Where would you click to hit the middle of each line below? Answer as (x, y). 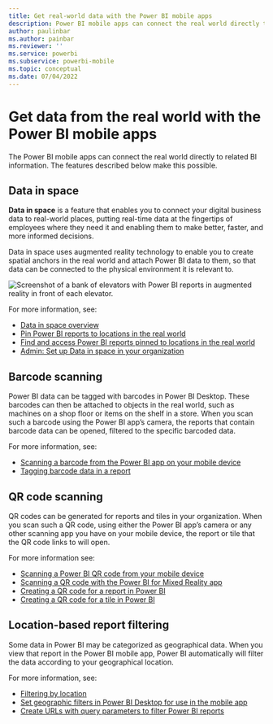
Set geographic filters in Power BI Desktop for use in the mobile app (134, 702)
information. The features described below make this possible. (113, 165)
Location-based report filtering (89, 625)
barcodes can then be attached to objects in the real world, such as (121, 405)
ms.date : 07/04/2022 (43, 76)
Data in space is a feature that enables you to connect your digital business (135, 210)
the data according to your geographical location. (91, 662)
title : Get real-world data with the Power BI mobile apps (110, 16)
